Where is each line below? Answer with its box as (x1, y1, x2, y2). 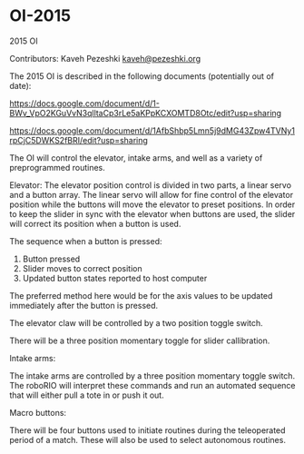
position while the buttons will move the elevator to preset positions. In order (9, 199, 296, 210)
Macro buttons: (9, 407, 66, 418)
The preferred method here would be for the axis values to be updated (9, 290, 273, 301)
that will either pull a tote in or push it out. (9, 390, 165, 400)
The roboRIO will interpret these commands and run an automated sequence (9, 380, 296, 390)
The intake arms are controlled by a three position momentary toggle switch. (9, 370, 296, 381)
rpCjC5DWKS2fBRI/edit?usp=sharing (9, 134, 148, 145)
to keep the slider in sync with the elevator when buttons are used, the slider (9, 208, 296, 219)
